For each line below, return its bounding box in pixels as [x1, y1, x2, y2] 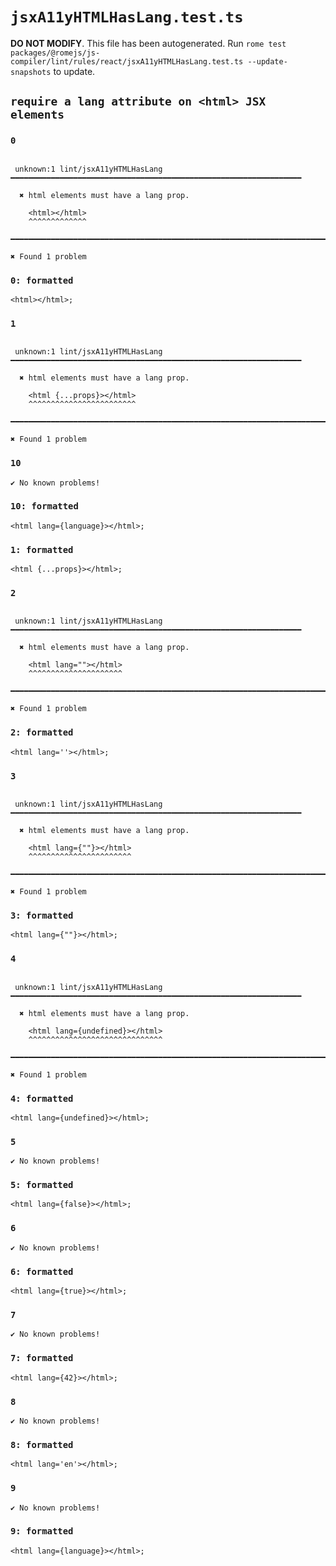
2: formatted [10, 727, 74, 738]
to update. [53, 65, 96, 77]
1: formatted [10, 544, 74, 555]
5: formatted [10, 1179, 74, 1191]
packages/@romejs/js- [10, 48, 101, 58]
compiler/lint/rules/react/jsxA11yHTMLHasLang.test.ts [10, 56, 244, 67]
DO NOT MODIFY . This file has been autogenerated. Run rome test [10, 37, 287, 49]
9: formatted [10, 1526, 74, 1537]
